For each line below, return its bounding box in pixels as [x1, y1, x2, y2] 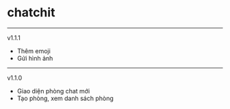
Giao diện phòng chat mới [16, 87, 90, 95]
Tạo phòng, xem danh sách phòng [16, 94, 114, 102]
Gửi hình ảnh [16, 54, 53, 62]
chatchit [7, 5, 55, 20]
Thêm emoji [16, 46, 51, 55]
